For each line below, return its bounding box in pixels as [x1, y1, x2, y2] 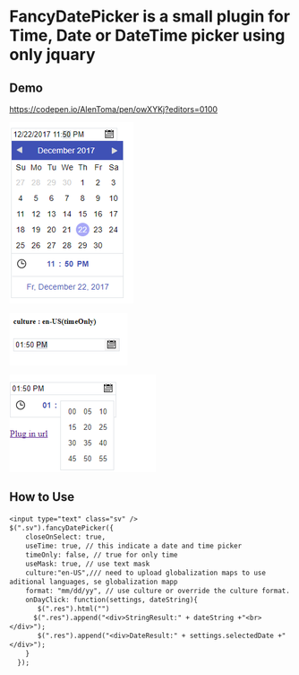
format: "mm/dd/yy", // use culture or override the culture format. [25, 586, 291, 595]
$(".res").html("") [37, 604, 110, 613]
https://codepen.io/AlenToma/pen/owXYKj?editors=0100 [9, 104, 218, 114]
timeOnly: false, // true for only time [25, 550, 178, 559]
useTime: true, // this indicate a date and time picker [25, 541, 243, 550]
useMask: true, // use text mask [25, 559, 150, 568]
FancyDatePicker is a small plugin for [9, 6, 291, 27]
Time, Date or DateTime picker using [9, 25, 286, 46]
